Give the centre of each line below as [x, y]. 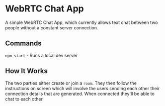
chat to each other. [24, 99]
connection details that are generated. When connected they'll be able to [80, 94]
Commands [24, 44]
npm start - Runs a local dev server [41, 55]
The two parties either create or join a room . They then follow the [71, 83]
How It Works [27, 71]
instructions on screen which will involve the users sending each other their [82, 88]
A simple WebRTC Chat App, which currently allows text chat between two [82, 22]
